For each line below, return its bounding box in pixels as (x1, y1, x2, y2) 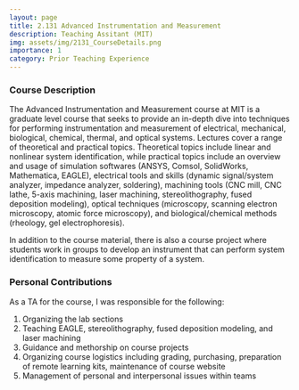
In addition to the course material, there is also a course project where (9, 235, 268, 246)
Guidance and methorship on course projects (21, 342, 189, 353)
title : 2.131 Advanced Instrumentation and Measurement (9, 21, 221, 30)
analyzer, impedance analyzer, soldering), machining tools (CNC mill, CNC (9, 180, 283, 191)
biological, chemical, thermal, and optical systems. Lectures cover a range (9, 133, 283, 143)
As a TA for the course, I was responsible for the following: (9, 296, 225, 307)
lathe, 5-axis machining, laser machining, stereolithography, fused (9, 189, 253, 200)
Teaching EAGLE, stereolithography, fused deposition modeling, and (21, 322, 274, 334)
